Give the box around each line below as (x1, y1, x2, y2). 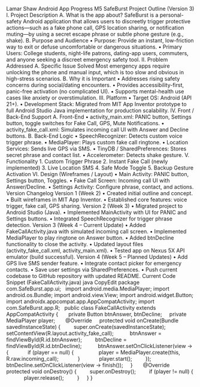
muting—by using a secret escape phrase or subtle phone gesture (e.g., (6, 31, 184, 38)
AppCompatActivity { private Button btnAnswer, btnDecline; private (6, 311, 187, 318)
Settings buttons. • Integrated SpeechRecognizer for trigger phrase (6, 215, 172, 222)
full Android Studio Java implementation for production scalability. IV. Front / (6, 107, 195, 114)
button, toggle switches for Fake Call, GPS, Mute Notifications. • (6, 120, 165, 126)
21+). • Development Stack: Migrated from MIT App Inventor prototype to (6, 101, 187, 107)
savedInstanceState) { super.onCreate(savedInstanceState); (6, 323, 166, 330)
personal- (159, 11, 184, 19)
